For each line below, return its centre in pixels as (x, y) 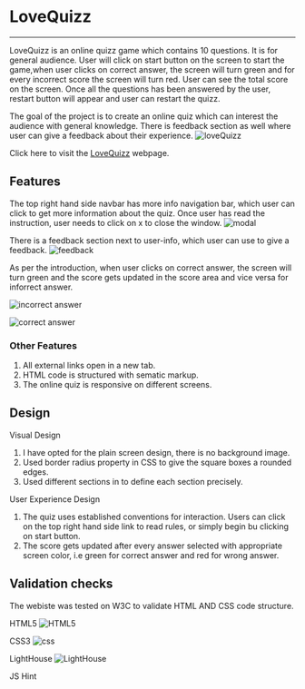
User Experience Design (55, 499)
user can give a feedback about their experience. (101, 135)
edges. (35, 472)
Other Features (43, 345)
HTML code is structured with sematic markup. (111, 375)
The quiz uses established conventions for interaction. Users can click (154, 517)
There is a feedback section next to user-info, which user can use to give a (149, 240)
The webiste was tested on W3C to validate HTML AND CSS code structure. (152, 605)
